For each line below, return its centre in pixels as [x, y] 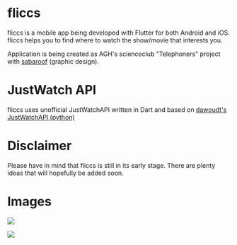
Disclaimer [40, 146]
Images [29, 201]
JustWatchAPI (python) [41, 117]
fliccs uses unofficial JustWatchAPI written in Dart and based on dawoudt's [117, 109]
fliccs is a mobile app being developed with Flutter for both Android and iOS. [118, 33]
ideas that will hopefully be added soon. [65, 173]
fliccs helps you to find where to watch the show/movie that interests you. [115, 40]
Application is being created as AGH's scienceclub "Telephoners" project [114, 54]
